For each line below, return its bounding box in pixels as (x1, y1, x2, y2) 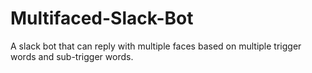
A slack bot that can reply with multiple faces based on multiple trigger (10, 40, 302, 52)
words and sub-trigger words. (10, 50, 134, 62)
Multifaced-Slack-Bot (10, 7, 194, 30)
